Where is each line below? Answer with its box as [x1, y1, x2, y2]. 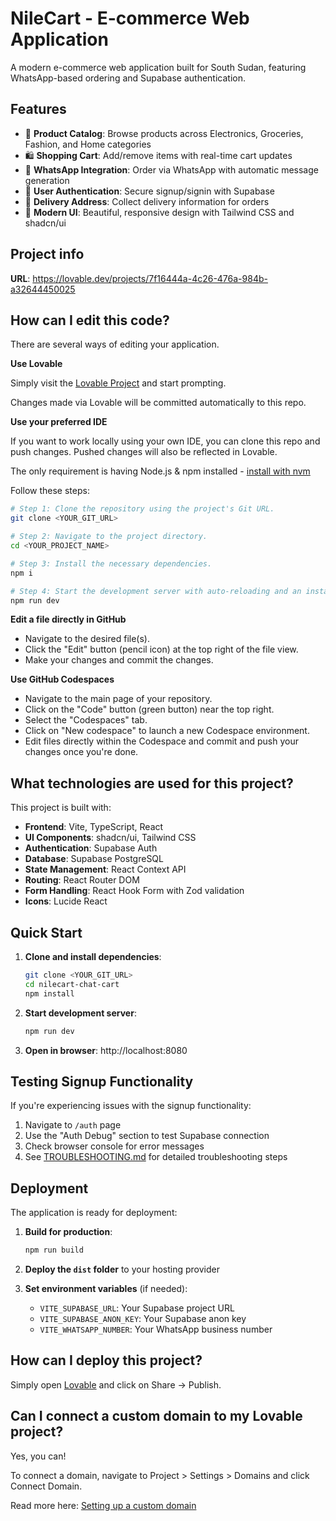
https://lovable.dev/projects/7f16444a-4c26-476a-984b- [32, 272, 268, 284]
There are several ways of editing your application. [10, 338, 220, 351]
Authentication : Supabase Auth [24, 842, 158, 854]
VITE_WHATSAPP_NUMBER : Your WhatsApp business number [39, 1323, 273, 1335]
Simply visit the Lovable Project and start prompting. [10, 377, 227, 389]
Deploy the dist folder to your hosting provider [24, 1263, 220, 1275]
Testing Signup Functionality [10, 1073, 194, 1090]
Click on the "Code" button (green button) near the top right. [24, 703, 275, 716]
